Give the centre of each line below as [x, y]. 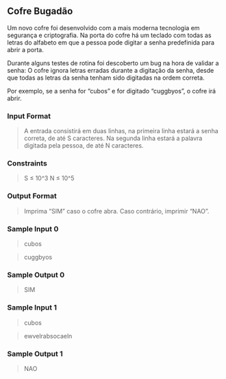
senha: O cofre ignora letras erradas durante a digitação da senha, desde [111, 70]
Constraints [27, 163]
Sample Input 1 [32, 308]
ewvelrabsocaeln [48, 336]
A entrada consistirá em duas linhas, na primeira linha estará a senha [121, 131]
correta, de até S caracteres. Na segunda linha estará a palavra [113, 138]
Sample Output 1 [35, 354]
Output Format [32, 196]
